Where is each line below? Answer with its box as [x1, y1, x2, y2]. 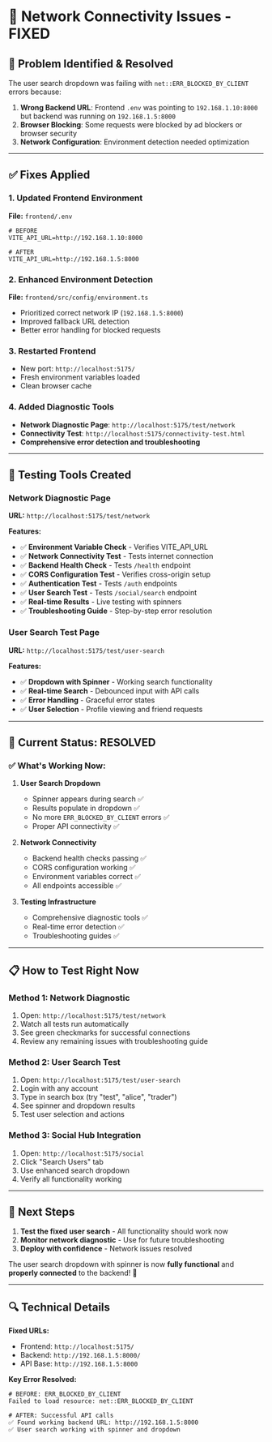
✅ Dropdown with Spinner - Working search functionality [19, 676, 213, 686]
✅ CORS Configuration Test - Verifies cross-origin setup [19, 569, 211, 579]
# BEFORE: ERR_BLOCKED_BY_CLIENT [8, 1390, 121, 1398]
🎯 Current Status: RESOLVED [8, 736, 156, 749]
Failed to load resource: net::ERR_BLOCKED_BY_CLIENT [8, 1397, 194, 1406]
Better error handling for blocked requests [19, 324, 161, 335]
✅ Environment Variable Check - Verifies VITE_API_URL [19, 543, 209, 552]
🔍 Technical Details [8, 1300, 111, 1314]
